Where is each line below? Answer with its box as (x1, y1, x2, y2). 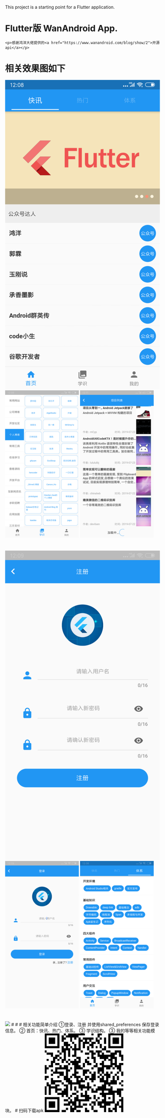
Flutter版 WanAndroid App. (5, 23, 118, 34)
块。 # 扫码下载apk (5, 1108, 44, 1114)
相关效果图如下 (5, 63, 66, 74)
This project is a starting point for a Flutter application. (5, 4, 115, 10)
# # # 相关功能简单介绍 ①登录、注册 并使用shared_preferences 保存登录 (11, 1022, 160, 1028)
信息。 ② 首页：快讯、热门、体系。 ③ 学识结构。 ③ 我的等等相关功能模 (5, 1028, 155, 1034)
